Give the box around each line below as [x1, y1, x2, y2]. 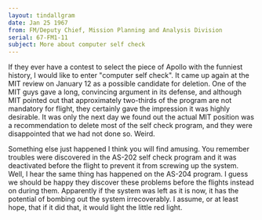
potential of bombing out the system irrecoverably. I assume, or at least [8, 194, 238, 204]
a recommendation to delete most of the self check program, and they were [8, 121, 253, 130]
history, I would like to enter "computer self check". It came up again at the [8, 71, 249, 80]
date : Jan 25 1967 [8, 19, 68, 27]
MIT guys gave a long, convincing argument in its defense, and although [8, 87, 242, 97]
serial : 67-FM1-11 [8, 33, 68, 42]
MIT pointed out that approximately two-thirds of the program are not [8, 96, 232, 105]
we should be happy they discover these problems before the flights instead [8, 178, 255, 187]
